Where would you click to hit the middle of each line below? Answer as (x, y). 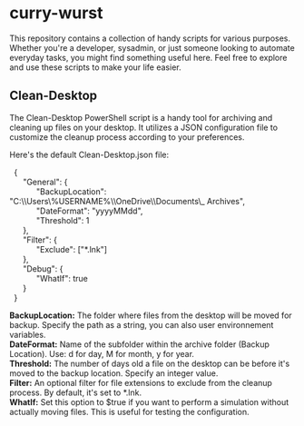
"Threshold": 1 (63, 220)
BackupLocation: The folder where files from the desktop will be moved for (151, 315)
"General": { (45, 182)
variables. (28, 334)
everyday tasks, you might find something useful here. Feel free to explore (148, 57)
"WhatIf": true (62, 278)
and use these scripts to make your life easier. (95, 67)
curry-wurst (56, 13)
